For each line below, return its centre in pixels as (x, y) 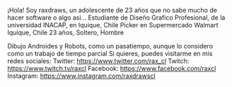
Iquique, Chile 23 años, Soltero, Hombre (66, 32)
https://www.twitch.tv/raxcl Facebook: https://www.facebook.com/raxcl (112, 68)
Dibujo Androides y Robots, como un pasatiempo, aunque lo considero (110, 46)
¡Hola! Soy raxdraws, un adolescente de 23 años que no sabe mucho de (112, 10)
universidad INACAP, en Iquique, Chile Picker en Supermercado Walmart (113, 25)
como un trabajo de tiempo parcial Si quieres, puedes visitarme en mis (110, 53)
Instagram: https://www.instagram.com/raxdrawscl (81, 76)
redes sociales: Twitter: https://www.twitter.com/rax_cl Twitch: (98, 61)
